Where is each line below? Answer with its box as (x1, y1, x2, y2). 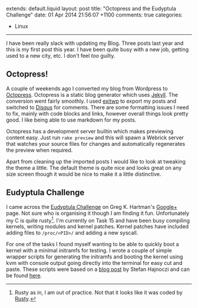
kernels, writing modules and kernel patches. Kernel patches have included (6, 223, 189, 230)
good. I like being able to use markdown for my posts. (6, 116, 137, 123)
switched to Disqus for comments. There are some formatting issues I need (6, 103, 189, 111)
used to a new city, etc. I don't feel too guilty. (6, 53, 115, 59)
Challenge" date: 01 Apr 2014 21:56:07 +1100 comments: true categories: (6, 11, 183, 18)
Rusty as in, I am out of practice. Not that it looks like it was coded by (14, 289, 183, 296)
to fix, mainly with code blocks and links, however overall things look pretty (6, 110, 189, 117)
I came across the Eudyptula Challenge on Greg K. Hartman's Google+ (6, 203, 178, 210)
